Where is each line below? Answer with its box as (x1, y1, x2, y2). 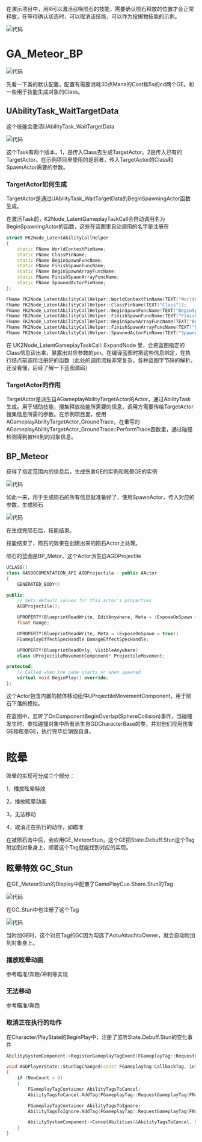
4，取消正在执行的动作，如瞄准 (6, 823, 84, 831)
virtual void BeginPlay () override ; (17, 675, 109, 681)
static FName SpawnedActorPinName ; (17, 280, 106, 286)
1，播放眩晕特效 (6, 785, 46, 792)
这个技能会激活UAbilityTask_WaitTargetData (6, 122, 115, 130)
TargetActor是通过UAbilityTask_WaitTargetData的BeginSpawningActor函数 (6, 195, 191, 202)
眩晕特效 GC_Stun (6, 863, 73, 874)
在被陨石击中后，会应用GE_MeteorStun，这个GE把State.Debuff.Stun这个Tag (6, 836, 195, 843)
